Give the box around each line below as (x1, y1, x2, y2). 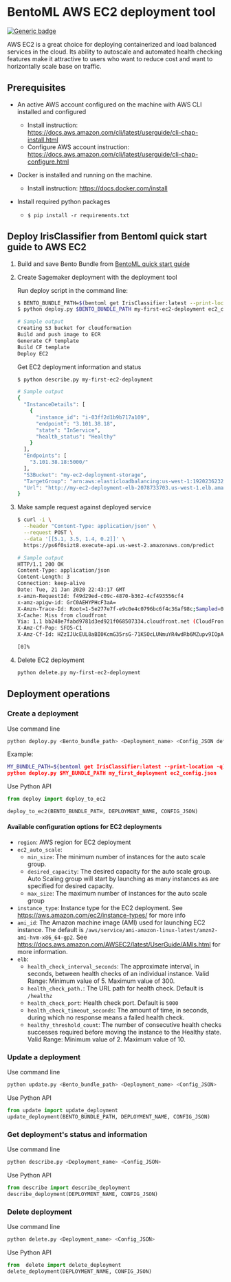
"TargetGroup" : (23, 478, 67, 485)
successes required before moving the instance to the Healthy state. (27, 1028, 222, 1037)
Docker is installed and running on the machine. (16, 170, 153, 179)
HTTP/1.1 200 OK (16, 561, 64, 568)
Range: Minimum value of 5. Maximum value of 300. (27, 977, 175, 985)
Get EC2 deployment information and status (16, 362, 142, 371)
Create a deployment (7, 709, 79, 718)
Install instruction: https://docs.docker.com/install (27, 184, 168, 192)
